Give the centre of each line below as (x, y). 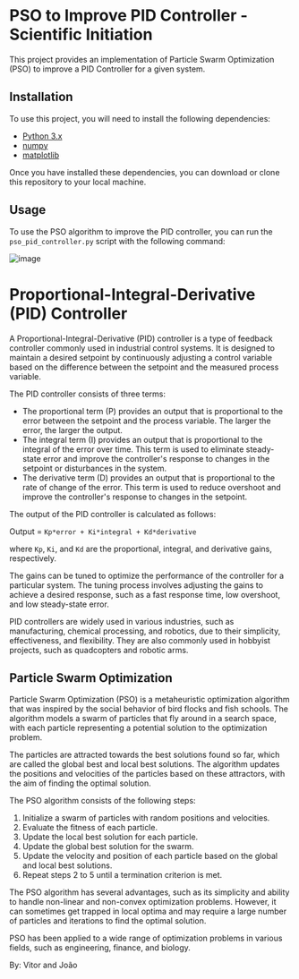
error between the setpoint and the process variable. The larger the (146, 421)
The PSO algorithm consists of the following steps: (103, 801)
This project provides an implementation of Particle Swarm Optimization (142, 59)
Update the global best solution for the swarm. (108, 847)
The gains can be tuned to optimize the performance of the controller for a (147, 575)
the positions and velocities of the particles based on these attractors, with (147, 774)
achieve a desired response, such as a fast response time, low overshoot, (145, 594)
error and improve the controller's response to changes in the (157, 458)
